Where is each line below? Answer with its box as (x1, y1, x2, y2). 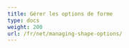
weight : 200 (7, 23, 43, 30)
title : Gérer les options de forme (7, 10, 113, 18)
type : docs (7, 17, 40, 24)
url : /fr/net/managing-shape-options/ (7, 30, 123, 37)
